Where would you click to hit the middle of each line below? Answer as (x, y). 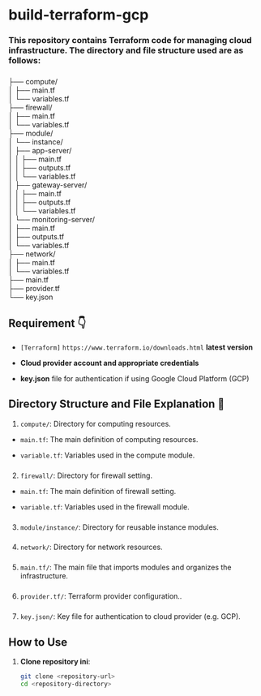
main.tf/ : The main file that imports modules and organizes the (126, 567)
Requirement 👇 (47, 323)
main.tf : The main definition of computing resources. (109, 439)
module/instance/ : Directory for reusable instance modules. (119, 527)
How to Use (38, 642)
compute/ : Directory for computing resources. (96, 423)
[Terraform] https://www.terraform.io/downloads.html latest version (137, 347)
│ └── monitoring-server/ (52, 220)
